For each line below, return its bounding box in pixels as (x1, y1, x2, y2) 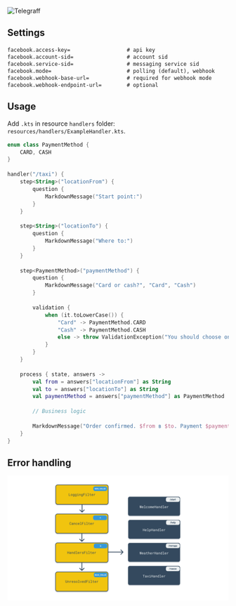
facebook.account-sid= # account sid (7, 53, 169, 60)
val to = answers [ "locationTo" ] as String (32, 386, 159, 393)
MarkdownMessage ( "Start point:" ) (44, 193, 143, 200)
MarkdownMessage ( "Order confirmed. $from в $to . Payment (32, 422, 202, 430)
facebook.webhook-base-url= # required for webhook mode (7, 74, 212, 81)
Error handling (7, 456, 72, 468)
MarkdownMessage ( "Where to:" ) (44, 237, 133, 244)
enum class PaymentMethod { (7, 141, 90, 148)
